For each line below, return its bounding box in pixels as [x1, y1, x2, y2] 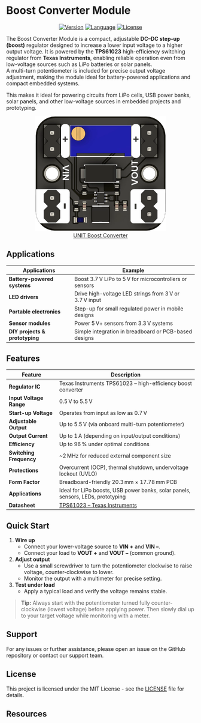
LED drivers [8, 293, 39, 300]
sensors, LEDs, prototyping [59, 493, 126, 500]
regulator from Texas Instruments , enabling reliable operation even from [6, 54, 185, 61]
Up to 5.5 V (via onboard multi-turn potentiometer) [59, 421, 184, 428]
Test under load [14, 581, 55, 588]
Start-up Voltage [8, 409, 53, 416]
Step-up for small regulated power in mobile [74, 304, 184, 312]
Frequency [8, 455, 36, 462]
